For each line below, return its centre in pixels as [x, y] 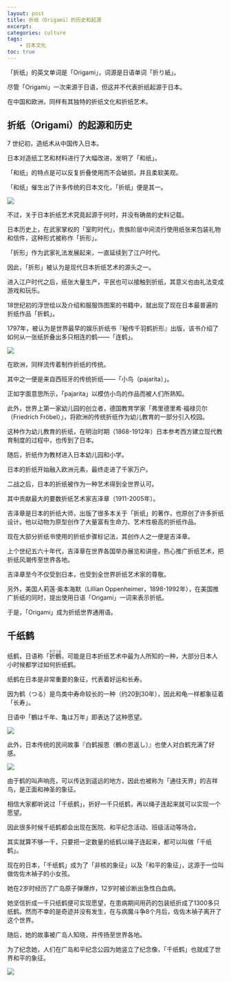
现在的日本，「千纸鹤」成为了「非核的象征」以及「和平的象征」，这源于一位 [112, 865]
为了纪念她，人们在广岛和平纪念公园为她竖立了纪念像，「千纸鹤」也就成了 [111, 949]
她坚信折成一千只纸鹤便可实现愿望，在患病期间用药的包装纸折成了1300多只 [113, 903]
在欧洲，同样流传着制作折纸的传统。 [58, 364]
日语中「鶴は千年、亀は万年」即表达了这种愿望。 [76, 717]
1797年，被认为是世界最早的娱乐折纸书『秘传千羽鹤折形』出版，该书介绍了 [113, 328]
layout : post [26, 13]
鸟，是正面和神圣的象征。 [43, 789]
